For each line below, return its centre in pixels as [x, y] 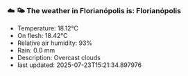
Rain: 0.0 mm [36, 50]
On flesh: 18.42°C [42, 36]
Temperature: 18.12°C [48, 28]
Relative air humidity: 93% [55, 43]
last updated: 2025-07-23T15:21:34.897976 [79, 65]
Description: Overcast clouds [59, 58]
